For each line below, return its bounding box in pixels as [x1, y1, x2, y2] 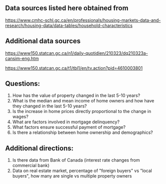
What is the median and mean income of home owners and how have [12, 98, 155, 104]
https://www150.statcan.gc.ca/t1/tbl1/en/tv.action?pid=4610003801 [5, 65, 143, 71]
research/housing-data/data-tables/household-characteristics [5, 22, 133, 28]
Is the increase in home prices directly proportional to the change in [12, 108, 152, 114]
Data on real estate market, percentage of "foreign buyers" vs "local [12, 168, 153, 174]
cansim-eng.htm [5, 55, 39, 61]
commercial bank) [12, 163, 50, 169]
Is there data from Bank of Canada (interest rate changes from [12, 157, 140, 163]
